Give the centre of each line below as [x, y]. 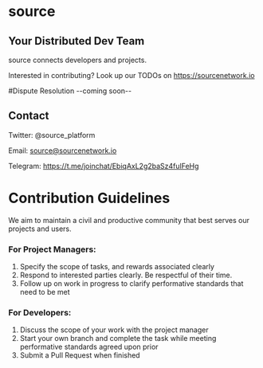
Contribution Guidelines [89, 198]
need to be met [45, 292]
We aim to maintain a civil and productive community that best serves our [129, 220]
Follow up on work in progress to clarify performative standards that [131, 284]
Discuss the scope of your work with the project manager [114, 330]
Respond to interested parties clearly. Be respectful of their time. [126, 275]
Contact [29, 116]
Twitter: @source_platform [52, 135]
